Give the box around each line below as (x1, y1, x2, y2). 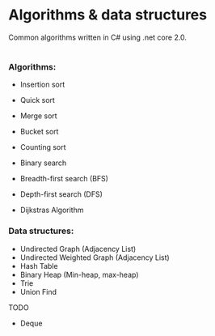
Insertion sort (19, 79, 65, 90)
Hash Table (19, 261, 58, 270)
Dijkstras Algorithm (19, 205, 84, 215)
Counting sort (19, 142, 66, 152)
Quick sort (19, 96, 55, 105)
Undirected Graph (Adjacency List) (19, 244, 137, 253)
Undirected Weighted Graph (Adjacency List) (19, 253, 170, 262)
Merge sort (19, 111, 58, 121)
